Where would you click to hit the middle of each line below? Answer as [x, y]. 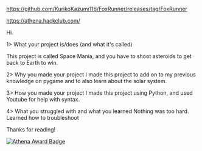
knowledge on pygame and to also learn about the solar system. [87, 81]
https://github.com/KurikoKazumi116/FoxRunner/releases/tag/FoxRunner [97, 9]
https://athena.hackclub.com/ [44, 20]
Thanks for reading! [31, 130]
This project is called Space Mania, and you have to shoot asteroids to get [99, 56]
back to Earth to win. [32, 63]
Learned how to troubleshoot [43, 118]
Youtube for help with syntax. [43, 99]
